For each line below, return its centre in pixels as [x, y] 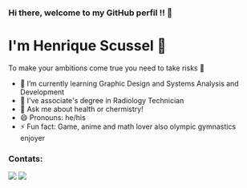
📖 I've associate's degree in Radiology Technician [102, 100]
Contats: [26, 158]
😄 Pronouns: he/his [53, 117]
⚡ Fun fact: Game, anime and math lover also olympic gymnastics [128, 126]
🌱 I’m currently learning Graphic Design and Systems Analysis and [129, 83]
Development [42, 92]
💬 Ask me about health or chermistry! [81, 109]
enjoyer [32, 138]
